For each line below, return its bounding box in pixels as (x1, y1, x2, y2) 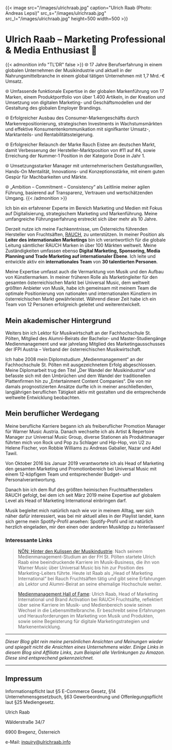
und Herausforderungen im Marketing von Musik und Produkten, (17, 613, 155, 619)
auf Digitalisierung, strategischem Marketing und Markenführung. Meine (5, 211, 158, 217)
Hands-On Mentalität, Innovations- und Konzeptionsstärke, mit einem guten (5, 168, 165, 175)
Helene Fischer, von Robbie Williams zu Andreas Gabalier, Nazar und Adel (5, 444, 161, 451)
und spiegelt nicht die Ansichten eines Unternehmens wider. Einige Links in (5, 644, 164, 650)
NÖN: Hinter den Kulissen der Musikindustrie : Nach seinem (17, 548, 143, 554)
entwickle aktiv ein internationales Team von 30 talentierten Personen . (5, 259, 158, 265)
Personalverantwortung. (5, 476, 56, 482)
